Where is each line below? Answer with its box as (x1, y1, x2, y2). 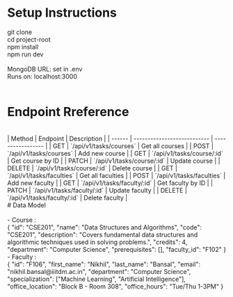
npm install (7, 42, 39, 51)
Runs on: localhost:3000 (7, 72, 78, 81)
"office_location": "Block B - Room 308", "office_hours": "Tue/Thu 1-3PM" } (7, 282, 224, 290)
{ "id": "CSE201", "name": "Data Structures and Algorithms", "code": (7, 223, 202, 231)
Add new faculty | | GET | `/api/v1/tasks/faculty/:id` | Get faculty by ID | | (7, 179, 214, 187)
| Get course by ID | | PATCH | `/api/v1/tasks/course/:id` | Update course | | (7, 156, 220, 165)
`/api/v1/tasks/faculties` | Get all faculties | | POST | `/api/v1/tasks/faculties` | (7, 171, 226, 179)
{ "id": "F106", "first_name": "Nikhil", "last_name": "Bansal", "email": (7, 259, 200, 268)
